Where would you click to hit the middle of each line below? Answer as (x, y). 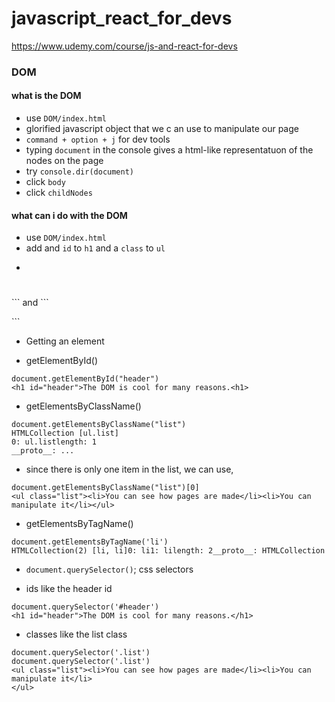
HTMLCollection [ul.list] (65, 433)
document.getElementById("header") (85, 379)
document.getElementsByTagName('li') (90, 542)
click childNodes (59, 193)
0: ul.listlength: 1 (54, 442)
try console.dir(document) (80, 171)
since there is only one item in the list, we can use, (129, 469)
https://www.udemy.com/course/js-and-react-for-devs (124, 46)
